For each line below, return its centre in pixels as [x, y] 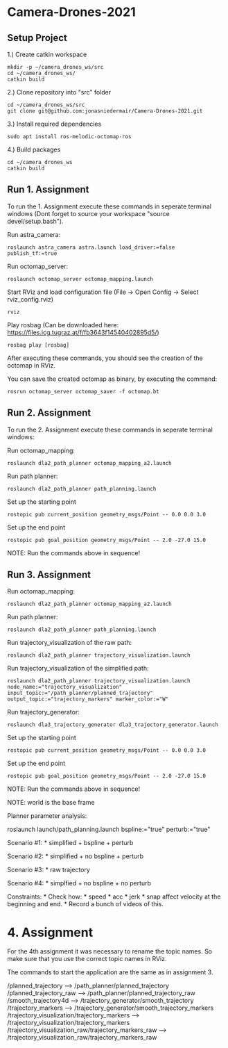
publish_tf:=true [32, 253]
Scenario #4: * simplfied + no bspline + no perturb [79, 883]
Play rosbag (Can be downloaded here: [63, 325]
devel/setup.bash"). [35, 221]
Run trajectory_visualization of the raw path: [70, 643]
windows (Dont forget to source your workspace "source [88, 213]
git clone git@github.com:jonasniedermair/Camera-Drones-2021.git [105, 111]
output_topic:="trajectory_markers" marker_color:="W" [88, 699]
